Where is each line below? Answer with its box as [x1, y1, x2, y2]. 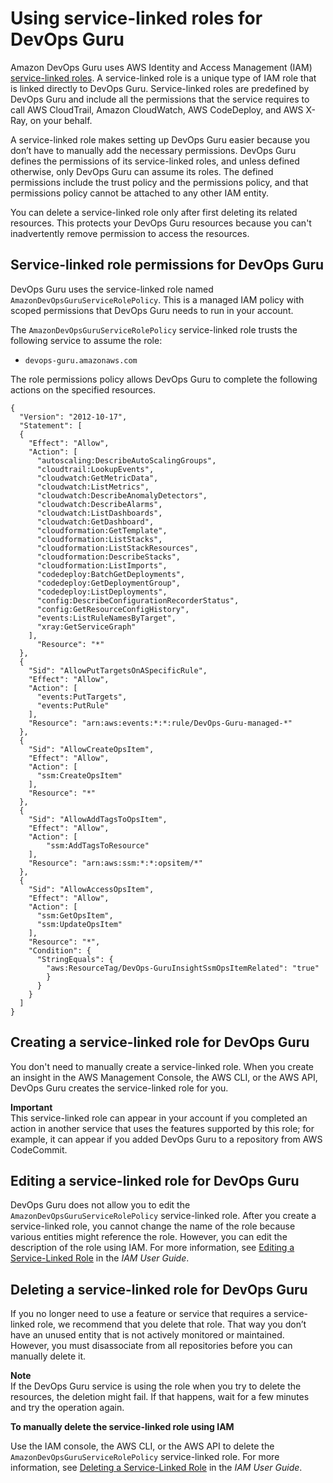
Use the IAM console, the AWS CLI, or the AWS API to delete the [10, 1440, 275, 1452]
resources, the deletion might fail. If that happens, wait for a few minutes [10, 1391, 310, 1403]
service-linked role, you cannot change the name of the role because [10, 1220, 296, 1232]
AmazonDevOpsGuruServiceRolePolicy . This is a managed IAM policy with [10, 293, 305, 306]
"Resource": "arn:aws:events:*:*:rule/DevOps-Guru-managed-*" [28, 718, 293, 728]
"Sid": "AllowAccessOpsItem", [28, 884, 155, 894]
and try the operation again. [10, 1402, 125, 1414]
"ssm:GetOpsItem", [36, 910, 114, 921]
